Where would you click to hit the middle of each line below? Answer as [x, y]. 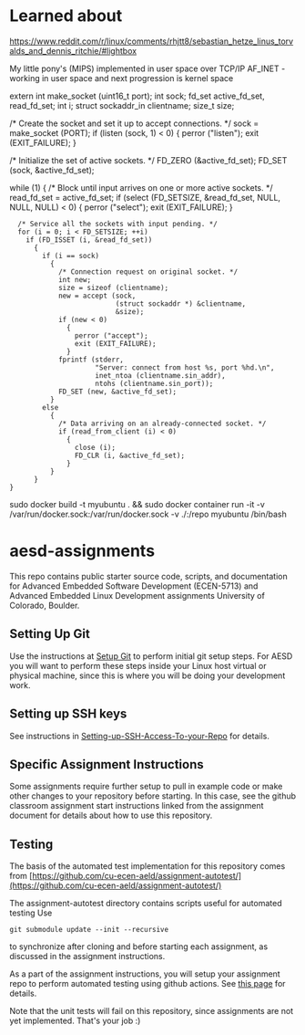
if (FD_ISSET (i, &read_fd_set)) [89, 240]
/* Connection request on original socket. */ [148, 272]
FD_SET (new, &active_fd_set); [117, 392]
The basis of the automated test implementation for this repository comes [147, 866]
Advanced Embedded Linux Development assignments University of [137, 595]
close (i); [95, 447]
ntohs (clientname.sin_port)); [154, 383]
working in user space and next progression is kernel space [122, 78]
